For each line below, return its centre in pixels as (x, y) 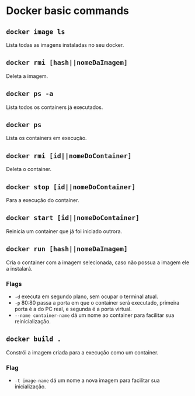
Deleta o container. (29, 169)
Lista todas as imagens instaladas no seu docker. (65, 45)
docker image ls (36, 32)
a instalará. (19, 268)
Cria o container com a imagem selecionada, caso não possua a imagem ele (98, 262)
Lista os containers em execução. (46, 138)
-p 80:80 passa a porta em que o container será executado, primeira (97, 302)
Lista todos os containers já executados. (55, 107)
